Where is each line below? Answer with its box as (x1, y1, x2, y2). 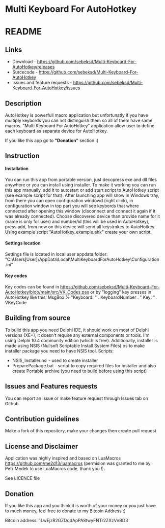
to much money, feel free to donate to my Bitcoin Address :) (5, 508, 126, 514)
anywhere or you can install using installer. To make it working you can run (5, 181, 156, 188)
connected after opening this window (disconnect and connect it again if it (5, 208, 156, 214)
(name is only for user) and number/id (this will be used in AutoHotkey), (5, 218, 150, 224)
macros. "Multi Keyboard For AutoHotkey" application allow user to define (5, 123, 155, 129)
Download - (12, 59, 36, 65)
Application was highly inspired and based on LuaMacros (5, 455, 121, 461)
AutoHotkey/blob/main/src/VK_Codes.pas (5, 289, 89, 295)
